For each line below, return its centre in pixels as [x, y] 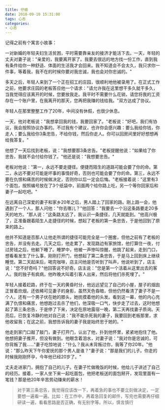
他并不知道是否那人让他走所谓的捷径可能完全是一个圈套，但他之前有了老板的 [82, 238]
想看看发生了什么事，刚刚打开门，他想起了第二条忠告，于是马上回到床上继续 [82, 256]
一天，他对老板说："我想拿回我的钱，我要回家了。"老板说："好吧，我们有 [79, 122]
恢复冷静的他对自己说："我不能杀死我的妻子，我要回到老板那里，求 [90, 315]
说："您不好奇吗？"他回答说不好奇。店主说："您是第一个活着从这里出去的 [79, 268]
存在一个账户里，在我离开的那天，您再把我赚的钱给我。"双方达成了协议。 [79, 101]
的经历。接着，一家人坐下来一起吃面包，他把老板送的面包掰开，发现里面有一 [82, 374]
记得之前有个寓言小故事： [31, 43]
